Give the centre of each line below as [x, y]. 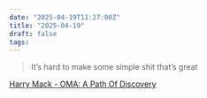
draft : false [33, 34]
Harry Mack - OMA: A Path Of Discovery [83, 84]
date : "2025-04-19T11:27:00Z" [65, 17]
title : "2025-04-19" [47, 26]
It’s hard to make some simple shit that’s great [114, 67]
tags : [19, 42]
